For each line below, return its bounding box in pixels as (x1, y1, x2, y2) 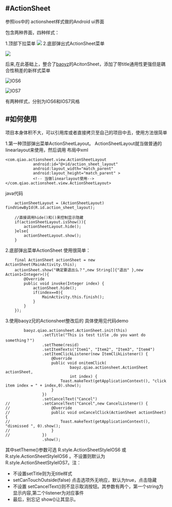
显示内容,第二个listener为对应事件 (12, 489, 84, 496)
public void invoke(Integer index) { (24, 281, 104, 286)
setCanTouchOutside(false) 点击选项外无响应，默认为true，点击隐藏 (12, 477, 157, 483)
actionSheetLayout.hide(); (24, 224, 82, 229)
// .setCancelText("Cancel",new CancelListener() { (5, 401, 148, 406)
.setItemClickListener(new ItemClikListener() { (42, 351, 148, 357)
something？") (5, 338, 35, 343)
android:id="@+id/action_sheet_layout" (32, 162, 118, 167)
